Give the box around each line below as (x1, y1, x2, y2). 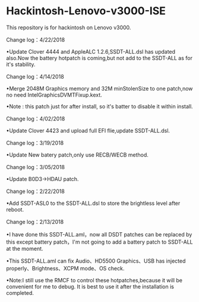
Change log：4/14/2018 (6, 73, 64, 80)
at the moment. (6, 245, 43, 252)
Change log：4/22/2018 (6, 36, 65, 43)
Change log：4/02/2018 (6, 115, 65, 122)
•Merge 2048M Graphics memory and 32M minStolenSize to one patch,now (6, 85, 193, 92)
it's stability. (6, 61, 36, 68)
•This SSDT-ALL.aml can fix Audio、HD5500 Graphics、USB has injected (6, 257, 186, 264)
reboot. (6, 206, 24, 213)
